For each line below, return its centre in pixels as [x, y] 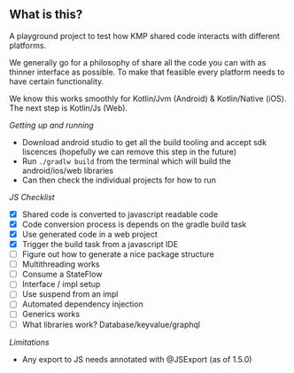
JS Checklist [32, 197]
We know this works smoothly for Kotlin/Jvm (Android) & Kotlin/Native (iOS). [148, 98]
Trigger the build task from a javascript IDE [100, 244]
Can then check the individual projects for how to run [119, 180]
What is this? [46, 15]
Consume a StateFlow [62, 275]
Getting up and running [52, 125]
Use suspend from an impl [70, 294]
